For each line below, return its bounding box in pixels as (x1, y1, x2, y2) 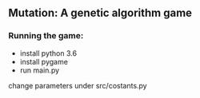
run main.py (19, 65, 60, 75)
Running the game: (8, 30, 84, 41)
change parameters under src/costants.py (8, 80, 147, 90)
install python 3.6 (19, 48, 78, 58)
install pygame (19, 57, 68, 66)
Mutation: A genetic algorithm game (8, 6, 193, 20)
